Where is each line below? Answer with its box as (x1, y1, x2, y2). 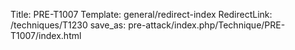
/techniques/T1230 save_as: (10, 19, 127, 31)
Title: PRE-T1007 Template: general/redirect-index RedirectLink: (10, 9, 273, 20)
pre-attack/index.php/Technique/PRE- (128, 19, 286, 31)
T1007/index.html (10, 30, 82, 41)
